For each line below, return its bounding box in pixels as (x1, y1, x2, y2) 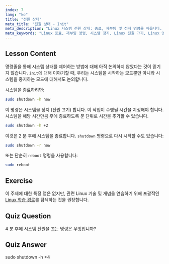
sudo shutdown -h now (5, 97, 51, 102)
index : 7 (5, 7, 24, 13)
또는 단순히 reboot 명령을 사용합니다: (5, 152, 78, 159)
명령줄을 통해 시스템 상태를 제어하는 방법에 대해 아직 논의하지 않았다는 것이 (5, 63, 152, 70)
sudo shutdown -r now (5, 143, 51, 148)
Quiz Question (5, 212, 51, 220)
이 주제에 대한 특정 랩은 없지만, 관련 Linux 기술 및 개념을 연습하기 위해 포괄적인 (5, 190, 159, 196)
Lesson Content (5, 49, 56, 58)
